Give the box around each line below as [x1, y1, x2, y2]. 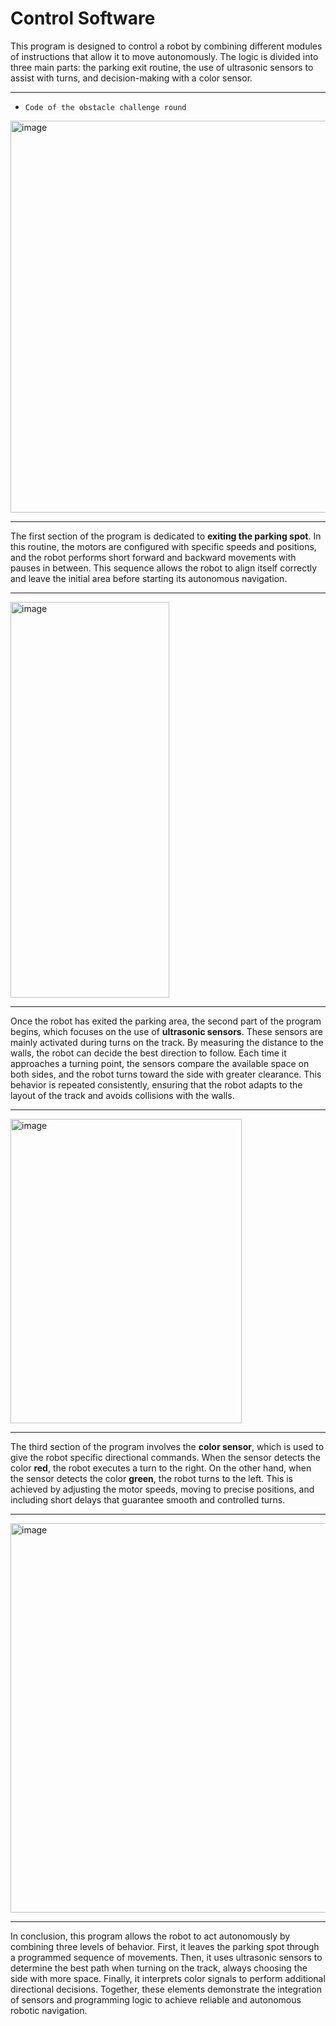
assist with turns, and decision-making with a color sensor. [10, 72, 253, 84]
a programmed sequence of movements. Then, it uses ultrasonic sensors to [10, 1951, 323, 1963]
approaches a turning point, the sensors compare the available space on [10, 1057, 310, 1069]
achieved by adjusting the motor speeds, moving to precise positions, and [10, 1483, 315, 1495]
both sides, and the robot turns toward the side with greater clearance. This [10, 1068, 322, 1080]
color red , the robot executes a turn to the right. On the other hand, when [10, 1462, 312, 1474]
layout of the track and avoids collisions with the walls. [10, 1089, 235, 1101]
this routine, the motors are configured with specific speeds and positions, [10, 540, 317, 552]
